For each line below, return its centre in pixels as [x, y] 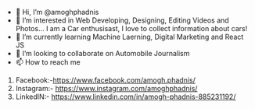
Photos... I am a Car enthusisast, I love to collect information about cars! [131, 28]
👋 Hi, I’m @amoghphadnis [57, 12]
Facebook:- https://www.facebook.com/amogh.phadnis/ [105, 80]
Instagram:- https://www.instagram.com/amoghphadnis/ [106, 88]
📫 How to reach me [48, 62]
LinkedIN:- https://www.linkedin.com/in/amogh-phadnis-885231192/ [126, 97]
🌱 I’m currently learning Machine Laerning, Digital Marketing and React [129, 37]
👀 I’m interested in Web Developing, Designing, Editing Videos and [122, 20]
